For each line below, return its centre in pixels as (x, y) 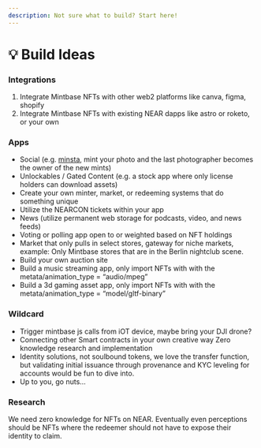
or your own (39, 122)
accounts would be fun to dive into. (77, 373)
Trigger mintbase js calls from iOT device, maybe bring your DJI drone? (136, 331)
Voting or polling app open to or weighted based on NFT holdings (126, 235)
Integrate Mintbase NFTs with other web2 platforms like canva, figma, (133, 97)
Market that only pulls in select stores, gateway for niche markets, (127, 243)
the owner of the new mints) (65, 168)
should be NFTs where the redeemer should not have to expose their (120, 427)
